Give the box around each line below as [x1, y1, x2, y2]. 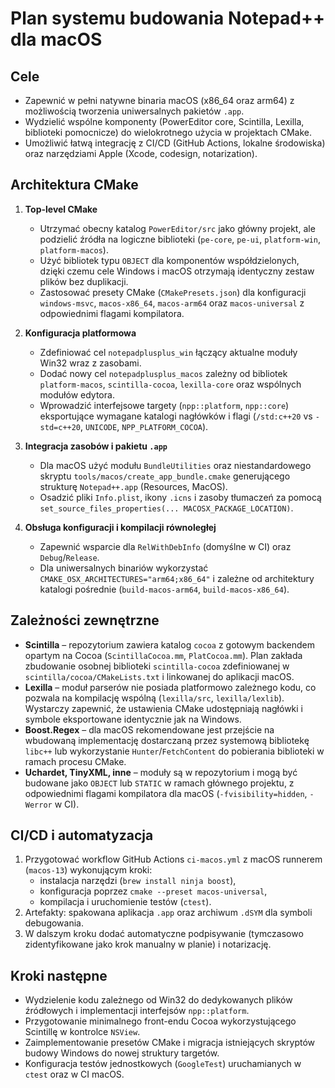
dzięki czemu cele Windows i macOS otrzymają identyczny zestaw [39, 265, 315, 277]
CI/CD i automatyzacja [10, 827, 154, 844]
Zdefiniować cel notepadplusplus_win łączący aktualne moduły [39, 346, 298, 358]
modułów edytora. [39, 388, 115, 401]
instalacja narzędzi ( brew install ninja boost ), [39, 875, 237, 887]
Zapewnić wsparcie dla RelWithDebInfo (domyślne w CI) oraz [39, 540, 292, 552]
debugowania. [24, 917, 84, 929]
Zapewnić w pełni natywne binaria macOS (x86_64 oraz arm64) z [24, 95, 295, 106]
